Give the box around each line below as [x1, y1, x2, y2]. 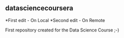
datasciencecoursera [5, 4, 73, 12]
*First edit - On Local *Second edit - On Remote [5, 17, 105, 23]
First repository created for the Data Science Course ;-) [5, 27, 119, 33]
